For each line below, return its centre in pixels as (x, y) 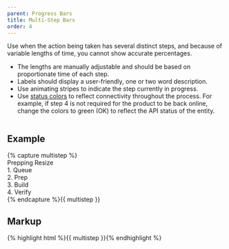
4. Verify (19, 192)
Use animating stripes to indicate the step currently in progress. (108, 89)
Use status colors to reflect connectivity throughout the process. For (114, 96)
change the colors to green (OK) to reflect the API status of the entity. (116, 111)
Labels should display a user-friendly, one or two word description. (112, 82)
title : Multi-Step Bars (41, 20)
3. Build (18, 185)
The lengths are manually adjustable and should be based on (104, 67)
